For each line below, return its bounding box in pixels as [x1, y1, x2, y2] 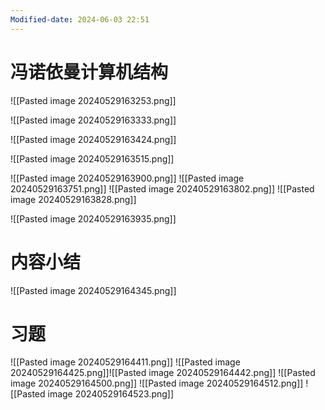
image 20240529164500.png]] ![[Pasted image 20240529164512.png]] [10, 377, 304, 390]
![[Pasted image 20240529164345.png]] [10, 284, 177, 296]
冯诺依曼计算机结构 [10, 61, 169, 83]
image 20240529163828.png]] [10, 193, 137, 205]
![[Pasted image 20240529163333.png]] [10, 114, 177, 126]
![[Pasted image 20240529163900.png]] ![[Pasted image [10, 172, 245, 184]
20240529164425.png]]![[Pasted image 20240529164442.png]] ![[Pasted [10, 367, 316, 379]
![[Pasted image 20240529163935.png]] [10, 212, 177, 225]
